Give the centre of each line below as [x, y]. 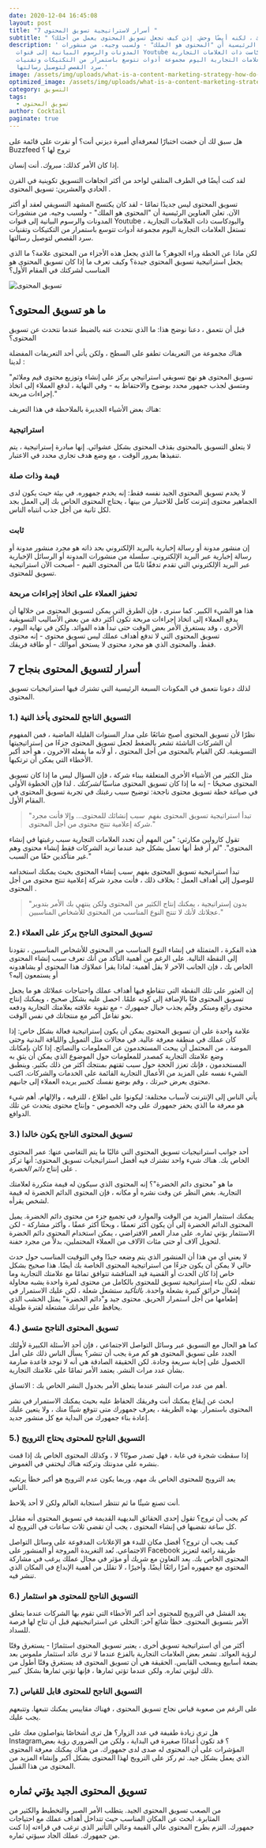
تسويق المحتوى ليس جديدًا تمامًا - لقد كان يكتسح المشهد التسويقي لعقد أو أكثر [124, 204]
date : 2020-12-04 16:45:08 [53, 15]
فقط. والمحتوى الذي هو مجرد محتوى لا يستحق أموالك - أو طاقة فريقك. [112, 644]
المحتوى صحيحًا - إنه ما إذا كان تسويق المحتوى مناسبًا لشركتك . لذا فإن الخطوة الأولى [133, 783]
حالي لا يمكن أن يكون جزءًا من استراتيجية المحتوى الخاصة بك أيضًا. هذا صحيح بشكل [130, 1265]
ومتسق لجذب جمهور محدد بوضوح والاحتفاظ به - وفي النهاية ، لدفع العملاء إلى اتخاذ [129, 385]
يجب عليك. [25, 1717]
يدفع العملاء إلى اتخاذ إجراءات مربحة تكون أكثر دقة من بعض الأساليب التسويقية [124, 619]
